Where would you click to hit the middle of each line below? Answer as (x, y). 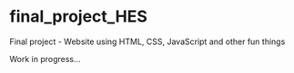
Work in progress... (45, 59)
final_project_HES (79, 17)
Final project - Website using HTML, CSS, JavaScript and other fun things (147, 41)
